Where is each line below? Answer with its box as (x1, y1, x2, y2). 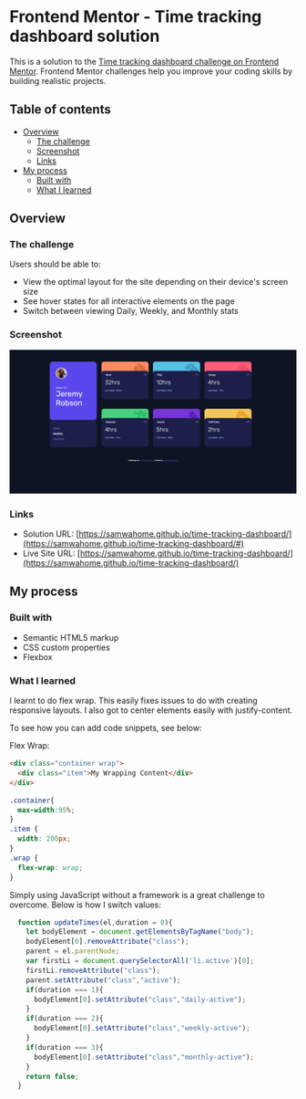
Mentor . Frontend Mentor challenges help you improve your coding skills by (9, 66, 293, 77)
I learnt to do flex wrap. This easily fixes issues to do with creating (9, 696, 258, 706)
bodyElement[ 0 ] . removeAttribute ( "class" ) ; (25, 937, 189, 947)
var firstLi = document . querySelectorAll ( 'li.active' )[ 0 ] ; (25, 957, 255, 966)
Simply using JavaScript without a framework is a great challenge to (9, 889, 266, 900)
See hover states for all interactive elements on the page (22, 296, 235, 307)
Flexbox (22, 651, 53, 663)
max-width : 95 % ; (17, 805, 76, 814)
